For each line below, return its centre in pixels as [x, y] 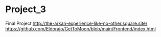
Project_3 [26, 9]
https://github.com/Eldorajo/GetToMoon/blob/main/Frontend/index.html [80, 28]
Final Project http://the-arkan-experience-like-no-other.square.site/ [76, 23]
